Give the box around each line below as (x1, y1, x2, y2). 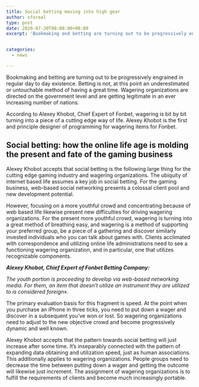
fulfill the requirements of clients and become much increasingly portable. (6, 374, 187, 381)
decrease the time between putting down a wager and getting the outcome (6, 361, 190, 369)
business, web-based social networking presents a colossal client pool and (6, 184, 190, 191)
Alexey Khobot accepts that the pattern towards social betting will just (6, 336, 176, 343)
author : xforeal (6, 14, 46, 20)
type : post (6, 20, 33, 26)
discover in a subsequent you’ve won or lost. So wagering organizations (6, 312, 182, 319)
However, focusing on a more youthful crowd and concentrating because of (6, 202, 191, 209)
